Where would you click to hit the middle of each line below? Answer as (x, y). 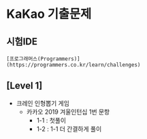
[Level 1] (24, 86)
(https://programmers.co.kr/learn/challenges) (73, 65)
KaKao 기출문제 (49, 14)
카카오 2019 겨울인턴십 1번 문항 (68, 112)
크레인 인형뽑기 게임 (43, 103)
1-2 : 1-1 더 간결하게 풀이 (69, 129)
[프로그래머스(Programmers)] (44, 59)
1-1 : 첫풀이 (51, 120)
